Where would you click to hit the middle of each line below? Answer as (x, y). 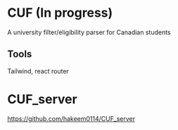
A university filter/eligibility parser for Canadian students (89, 32)
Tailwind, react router (38, 71)
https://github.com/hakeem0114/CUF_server (71, 118)
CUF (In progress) (60, 13)
